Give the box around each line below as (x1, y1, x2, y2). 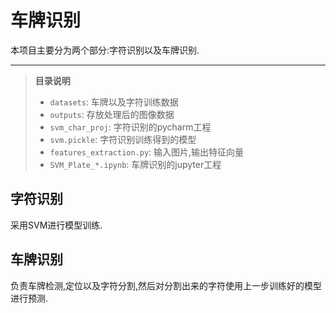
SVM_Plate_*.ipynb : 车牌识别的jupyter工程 (49, 158, 222, 170)
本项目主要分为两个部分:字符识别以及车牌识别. (10, 44, 200, 56)
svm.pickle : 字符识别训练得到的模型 (49, 133, 197, 145)
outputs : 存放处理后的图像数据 (49, 108, 175, 120)
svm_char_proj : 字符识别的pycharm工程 (49, 121, 212, 133)
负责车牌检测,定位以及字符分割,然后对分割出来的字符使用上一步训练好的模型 (10, 279, 323, 291)
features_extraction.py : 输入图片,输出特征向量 (49, 146, 245, 158)
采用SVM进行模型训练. (10, 219, 103, 231)
